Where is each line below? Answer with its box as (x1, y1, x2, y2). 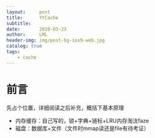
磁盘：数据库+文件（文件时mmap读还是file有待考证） (15, 125, 150, 132)
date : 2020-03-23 (6, 26, 67, 32)
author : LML (6, 32, 48, 38)
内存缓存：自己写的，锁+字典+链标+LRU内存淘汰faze (15, 117, 150, 124)
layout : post (6, 9, 51, 15)
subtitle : (6, 20, 32, 26)
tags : (6, 49, 20, 55)
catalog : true (6, 43, 43, 49)
